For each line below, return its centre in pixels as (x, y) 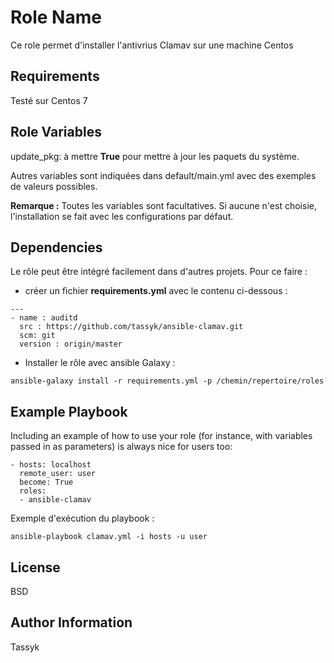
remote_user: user (58, 474)
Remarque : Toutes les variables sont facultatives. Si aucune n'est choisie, (163, 205)
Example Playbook (69, 411)
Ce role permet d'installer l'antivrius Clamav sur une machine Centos (152, 45)
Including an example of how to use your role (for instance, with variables (161, 436)
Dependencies (56, 247)
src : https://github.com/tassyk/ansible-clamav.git (131, 327)
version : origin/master (71, 344)
